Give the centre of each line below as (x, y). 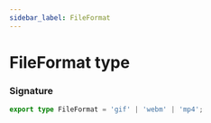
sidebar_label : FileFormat (60, 18)
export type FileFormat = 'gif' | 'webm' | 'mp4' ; (106, 109)
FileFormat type (70, 62)
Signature (32, 90)
